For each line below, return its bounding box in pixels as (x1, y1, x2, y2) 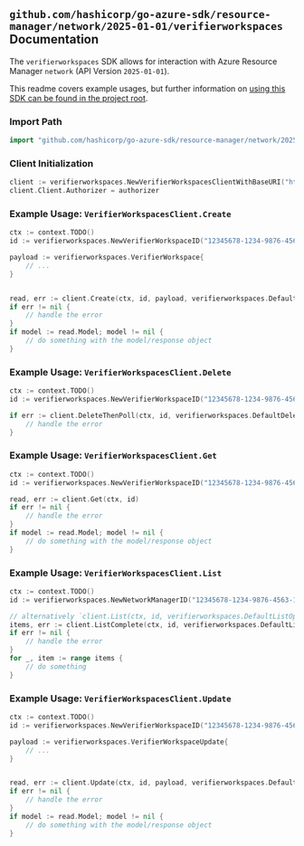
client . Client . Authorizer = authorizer (9, 186, 160, 195)
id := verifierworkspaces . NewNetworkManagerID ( (9, 595, 193, 604)
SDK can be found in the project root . (9, 92, 148, 103)
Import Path (9, 115, 62, 128)
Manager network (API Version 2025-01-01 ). (9, 65, 170, 76)
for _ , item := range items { (9, 654, 124, 663)
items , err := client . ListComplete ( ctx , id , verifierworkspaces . (9, 620, 261, 629)
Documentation (9, 32, 100, 47)
